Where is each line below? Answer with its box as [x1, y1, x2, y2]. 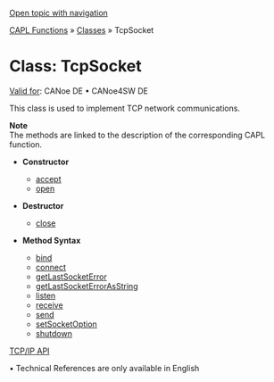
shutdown [35, 328, 73, 338]
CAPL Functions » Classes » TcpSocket [9, 25, 154, 35]
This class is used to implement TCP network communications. [9, 103, 241, 113]
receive [35, 299, 64, 311]
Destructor [21, 200, 64, 211]
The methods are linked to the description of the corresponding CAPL [9, 129, 266, 140]
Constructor [21, 156, 70, 167]
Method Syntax [21, 235, 81, 245]
